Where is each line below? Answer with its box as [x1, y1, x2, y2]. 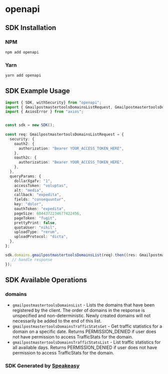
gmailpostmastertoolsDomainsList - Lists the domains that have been [12, 302, 155, 308]
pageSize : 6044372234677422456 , [14, 211, 81, 216]
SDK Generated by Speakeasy [5, 362, 80, 369]
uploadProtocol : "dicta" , [14, 234, 68, 239]
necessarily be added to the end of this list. [12, 318, 101, 324]
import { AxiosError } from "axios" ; [5, 109, 84, 114]
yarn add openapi [5, 73, 41, 78]
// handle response [11, 257, 52, 262]
